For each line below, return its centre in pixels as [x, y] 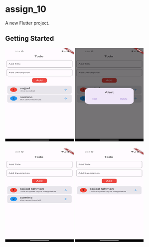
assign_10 [26, 9]
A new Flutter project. [27, 23]
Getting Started [30, 39]
